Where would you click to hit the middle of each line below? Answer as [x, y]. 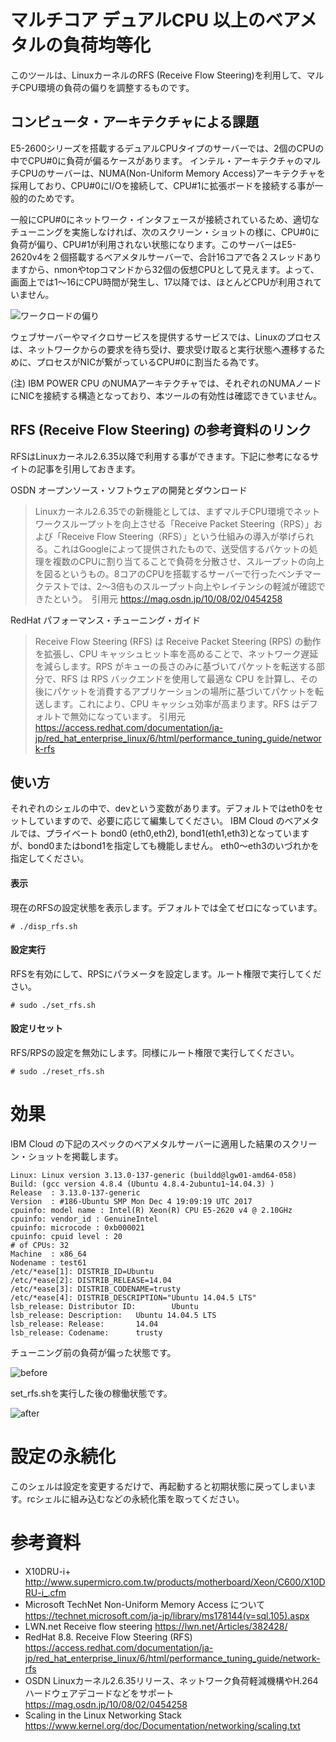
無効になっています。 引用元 [127, 716]
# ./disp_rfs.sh [44, 926]
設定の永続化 [63, 1457]
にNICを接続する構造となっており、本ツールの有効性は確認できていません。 [166, 395]
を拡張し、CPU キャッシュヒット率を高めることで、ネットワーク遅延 [176, 653]
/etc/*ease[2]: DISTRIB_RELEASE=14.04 [91, 1280]
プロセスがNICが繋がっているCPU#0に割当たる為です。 [150, 362]
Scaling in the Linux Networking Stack [103, 1715]
